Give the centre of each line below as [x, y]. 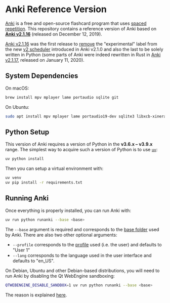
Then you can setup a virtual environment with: [54, 168]
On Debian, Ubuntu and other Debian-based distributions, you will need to [82, 270]
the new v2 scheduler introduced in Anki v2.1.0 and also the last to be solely [84, 49]
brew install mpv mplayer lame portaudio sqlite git [62, 97]
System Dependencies [42, 76]
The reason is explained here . [36, 295]
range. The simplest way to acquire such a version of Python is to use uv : [81, 150]
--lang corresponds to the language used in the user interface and [82, 255]
